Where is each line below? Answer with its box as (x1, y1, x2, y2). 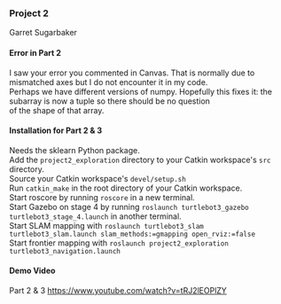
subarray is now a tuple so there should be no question (9, 96, 211, 106)
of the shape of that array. (9, 105, 105, 115)
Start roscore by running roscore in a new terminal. (9, 191, 195, 202)
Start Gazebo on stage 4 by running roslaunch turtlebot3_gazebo (9, 201, 250, 212)
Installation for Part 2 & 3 (9, 125, 103, 136)
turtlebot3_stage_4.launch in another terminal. (9, 211, 182, 222)
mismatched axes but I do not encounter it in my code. (9, 76, 208, 87)
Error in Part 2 (9, 47, 62, 58)
